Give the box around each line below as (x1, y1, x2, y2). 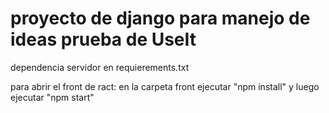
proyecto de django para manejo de (10, 7, 311, 30)
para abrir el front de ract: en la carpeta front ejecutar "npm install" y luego (10, 80, 320, 92)
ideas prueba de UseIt (10, 28, 197, 51)
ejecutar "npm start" (10, 91, 95, 103)
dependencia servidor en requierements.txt (10, 61, 190, 73)
